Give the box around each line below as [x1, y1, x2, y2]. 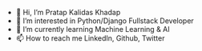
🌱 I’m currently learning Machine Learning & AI [15, 25, 170, 33]
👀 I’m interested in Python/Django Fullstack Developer [15, 16, 194, 25]
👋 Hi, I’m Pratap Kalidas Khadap [15, 8, 121, 17]
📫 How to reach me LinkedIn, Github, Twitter [15, 33, 165, 43]
